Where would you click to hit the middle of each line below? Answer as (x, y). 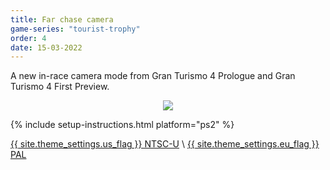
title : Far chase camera (62, 19)
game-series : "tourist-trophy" (75, 29)
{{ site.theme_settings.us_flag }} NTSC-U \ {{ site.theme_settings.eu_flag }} (165, 144)
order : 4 (28, 38)
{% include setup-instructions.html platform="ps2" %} (122, 125)
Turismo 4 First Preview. (60, 87)
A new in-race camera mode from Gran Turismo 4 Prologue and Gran (153, 76)
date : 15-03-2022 (46, 47)
